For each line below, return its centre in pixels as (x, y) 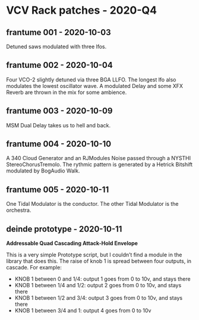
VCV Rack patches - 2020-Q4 (82, 10)
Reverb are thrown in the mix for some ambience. (67, 92)
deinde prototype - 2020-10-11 (64, 229)
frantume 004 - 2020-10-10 (59, 144)
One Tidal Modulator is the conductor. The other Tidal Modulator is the (93, 204)
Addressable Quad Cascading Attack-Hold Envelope (72, 243)
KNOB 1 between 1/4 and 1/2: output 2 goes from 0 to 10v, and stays (98, 286)
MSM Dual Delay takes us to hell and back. (59, 125)
